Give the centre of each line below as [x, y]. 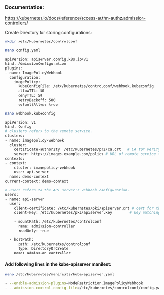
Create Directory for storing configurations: [49, 33]
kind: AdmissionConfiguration [36, 63]
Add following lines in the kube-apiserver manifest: [58, 264]
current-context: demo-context [37, 181]
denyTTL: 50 [30, 96]
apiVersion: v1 [20, 122]
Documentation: [25, 7]
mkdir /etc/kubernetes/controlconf [41, 42]
